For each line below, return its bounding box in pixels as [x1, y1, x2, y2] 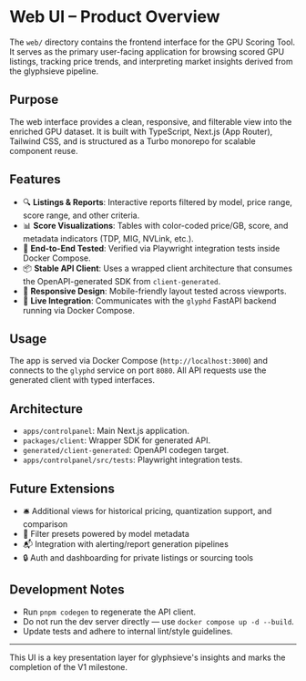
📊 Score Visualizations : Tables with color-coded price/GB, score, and [22, 220, 289, 231]
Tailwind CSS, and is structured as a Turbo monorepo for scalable [9, 135, 257, 147]
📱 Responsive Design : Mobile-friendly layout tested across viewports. [22, 285, 287, 296]
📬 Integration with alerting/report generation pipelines [22, 539, 229, 549]
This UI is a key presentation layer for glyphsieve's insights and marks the [9, 652, 286, 663]
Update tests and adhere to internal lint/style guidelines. [22, 625, 234, 636]
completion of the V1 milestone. [9, 661, 128, 672]
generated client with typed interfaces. [9, 375, 155, 386]
